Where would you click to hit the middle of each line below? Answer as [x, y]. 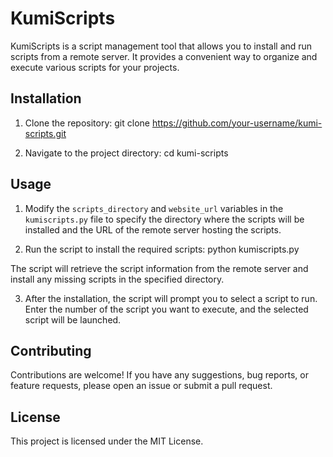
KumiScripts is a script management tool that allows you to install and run [161, 46]
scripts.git [45, 133]
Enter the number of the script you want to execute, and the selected [166, 309]
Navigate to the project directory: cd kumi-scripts [126, 153]
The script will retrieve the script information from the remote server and [159, 268]
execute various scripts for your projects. [95, 67]
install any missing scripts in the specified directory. [117, 279]
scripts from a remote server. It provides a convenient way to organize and [164, 56]
